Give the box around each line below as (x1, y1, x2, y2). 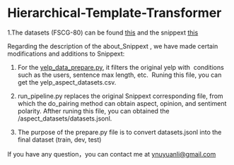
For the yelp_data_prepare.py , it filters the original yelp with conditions (17, 63, 224, 71)
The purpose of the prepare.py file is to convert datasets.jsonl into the (17, 128, 222, 136)
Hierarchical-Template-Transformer (7, 5, 222, 21)
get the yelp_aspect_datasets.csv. (17, 78, 117, 86)
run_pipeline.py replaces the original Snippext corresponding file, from (17, 92, 224, 100)
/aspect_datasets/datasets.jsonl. (17, 114, 112, 123)
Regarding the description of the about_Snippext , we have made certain (7, 42, 218, 50)
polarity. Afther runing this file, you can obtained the (17, 106, 170, 115)
